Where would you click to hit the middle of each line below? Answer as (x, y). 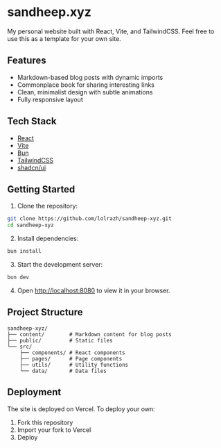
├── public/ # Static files (60, 340)
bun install (24, 251)
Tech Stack (32, 121)
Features (27, 61)
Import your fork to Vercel (54, 430)
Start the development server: (60, 264)
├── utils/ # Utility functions (74, 365)
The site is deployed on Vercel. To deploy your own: (81, 409)
